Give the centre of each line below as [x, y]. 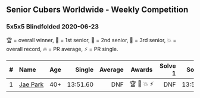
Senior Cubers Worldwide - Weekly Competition [97, 10]
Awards [142, 69]
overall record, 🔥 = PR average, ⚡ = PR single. [62, 49]
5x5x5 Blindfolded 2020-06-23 [53, 27]
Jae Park [31, 84]
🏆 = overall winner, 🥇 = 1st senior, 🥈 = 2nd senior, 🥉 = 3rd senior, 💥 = [91, 40]
